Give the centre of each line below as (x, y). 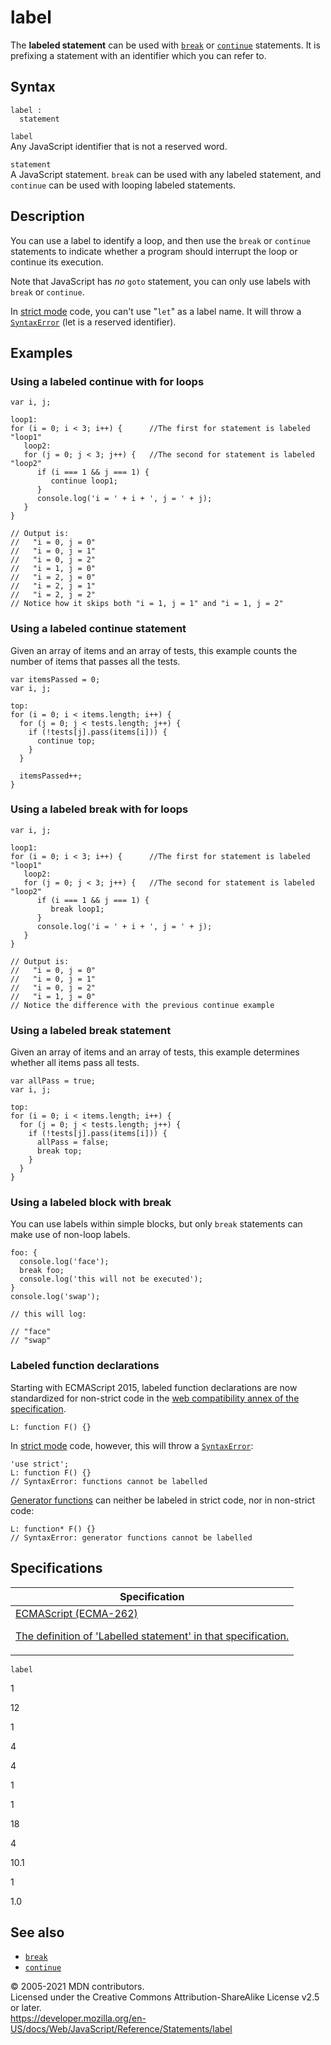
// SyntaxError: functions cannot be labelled (109, 1481)
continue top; (66, 741)
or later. (26, 2008)
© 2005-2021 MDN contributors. (77, 1987)
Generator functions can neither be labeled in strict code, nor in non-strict (163, 1500)
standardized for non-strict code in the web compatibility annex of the (155, 1398)
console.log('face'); (64, 1262)
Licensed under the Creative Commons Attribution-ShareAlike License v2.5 (165, 1997)
